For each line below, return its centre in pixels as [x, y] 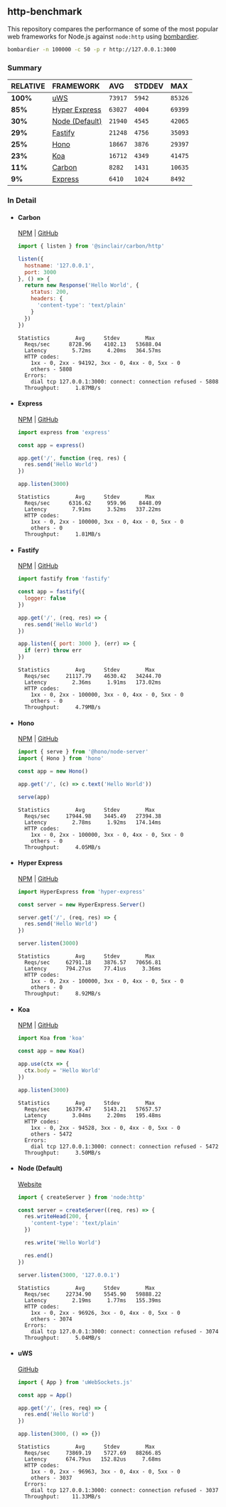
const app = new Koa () [51, 1051]
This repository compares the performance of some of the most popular [113, 28]
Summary [25, 68]
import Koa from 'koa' [51, 1038]
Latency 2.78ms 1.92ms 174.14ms [93, 822]
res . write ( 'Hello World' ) [63, 1243]
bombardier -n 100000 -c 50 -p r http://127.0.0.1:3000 [92, 49]
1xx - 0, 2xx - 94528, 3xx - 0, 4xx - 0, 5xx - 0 [106, 1128]
